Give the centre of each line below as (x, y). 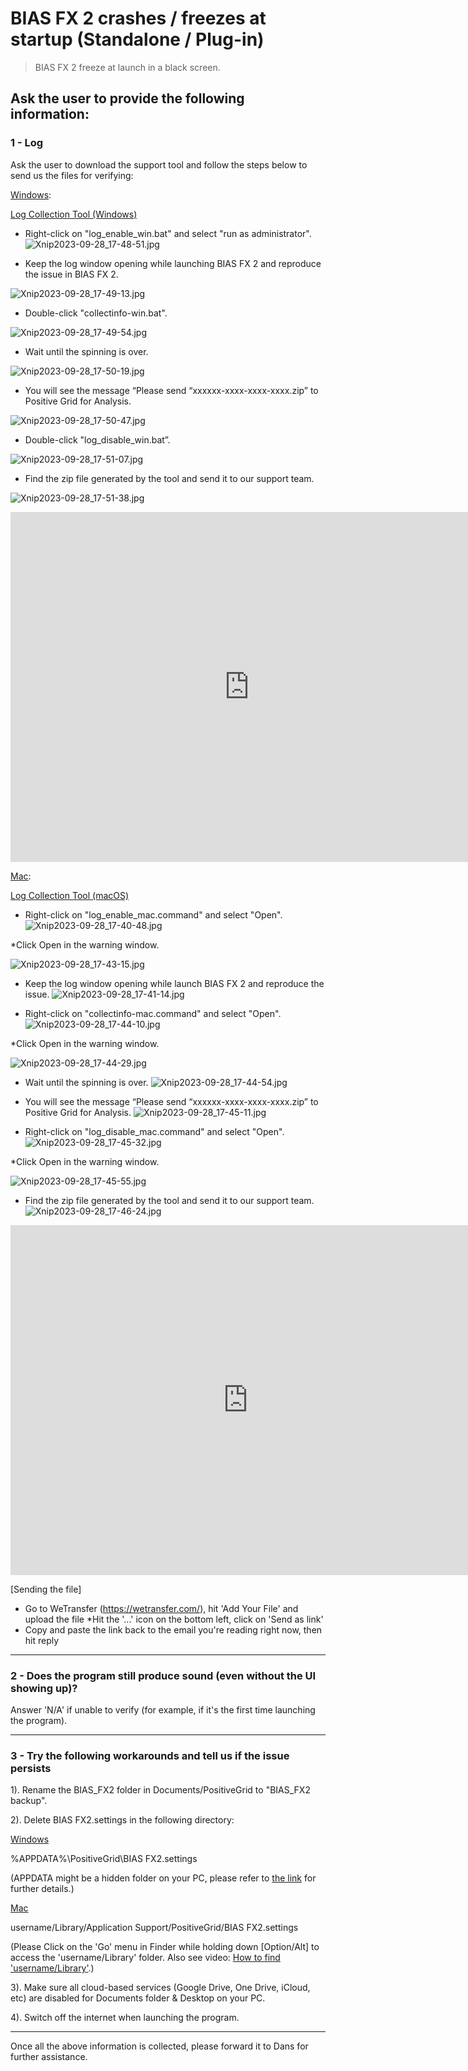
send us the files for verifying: (72, 175)
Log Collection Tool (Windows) (74, 214)
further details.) (42, 1889)
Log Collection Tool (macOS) (70, 895)
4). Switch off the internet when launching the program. (125, 2018)
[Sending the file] (46, 1589)
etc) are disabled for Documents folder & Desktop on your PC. (138, 1998)
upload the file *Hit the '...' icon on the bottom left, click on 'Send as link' (174, 1619)
